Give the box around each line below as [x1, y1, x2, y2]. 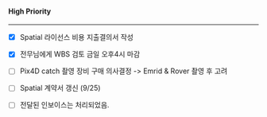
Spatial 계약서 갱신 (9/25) [19, 84, 101, 93]
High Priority [8, 6, 52, 16]
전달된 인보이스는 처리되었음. [19, 100, 110, 110]
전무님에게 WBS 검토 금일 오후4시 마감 [19, 49, 141, 59]
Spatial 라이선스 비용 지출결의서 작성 [19, 33, 133, 42]
